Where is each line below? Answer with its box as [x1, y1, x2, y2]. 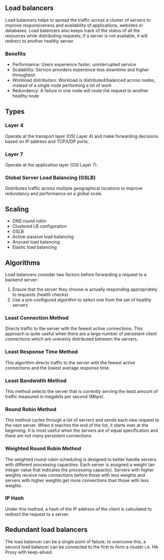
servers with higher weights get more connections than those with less [5, 477, 149, 483]
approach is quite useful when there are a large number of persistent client [5, 331, 157, 337]
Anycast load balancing [12, 239, 60, 245]
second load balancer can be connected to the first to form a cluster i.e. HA [5, 544, 159, 550]
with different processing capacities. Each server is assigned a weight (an [5, 461, 155, 467]
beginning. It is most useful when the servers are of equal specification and [5, 427, 159, 433]
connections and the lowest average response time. [5, 365, 110, 371]
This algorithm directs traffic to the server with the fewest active [5, 359, 135, 365]
